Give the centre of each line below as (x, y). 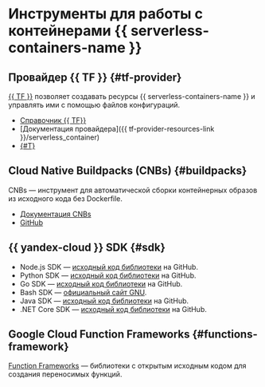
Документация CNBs (55, 214)
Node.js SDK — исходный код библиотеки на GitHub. (109, 267)
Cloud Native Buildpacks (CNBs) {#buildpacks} (128, 171)
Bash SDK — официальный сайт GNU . (83, 292)
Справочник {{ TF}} (53, 120)
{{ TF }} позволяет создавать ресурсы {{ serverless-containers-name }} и (132, 96)
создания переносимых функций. (65, 374)
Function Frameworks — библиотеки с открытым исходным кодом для (127, 366)
